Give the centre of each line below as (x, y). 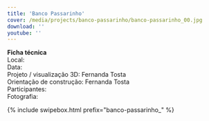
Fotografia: (23, 97)
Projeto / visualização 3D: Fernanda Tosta (67, 75)
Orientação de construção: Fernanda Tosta (69, 82)
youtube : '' (24, 33)
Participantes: (27, 89)
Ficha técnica (27, 53)
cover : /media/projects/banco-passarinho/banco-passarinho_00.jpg (105, 20)
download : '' (26, 26)
